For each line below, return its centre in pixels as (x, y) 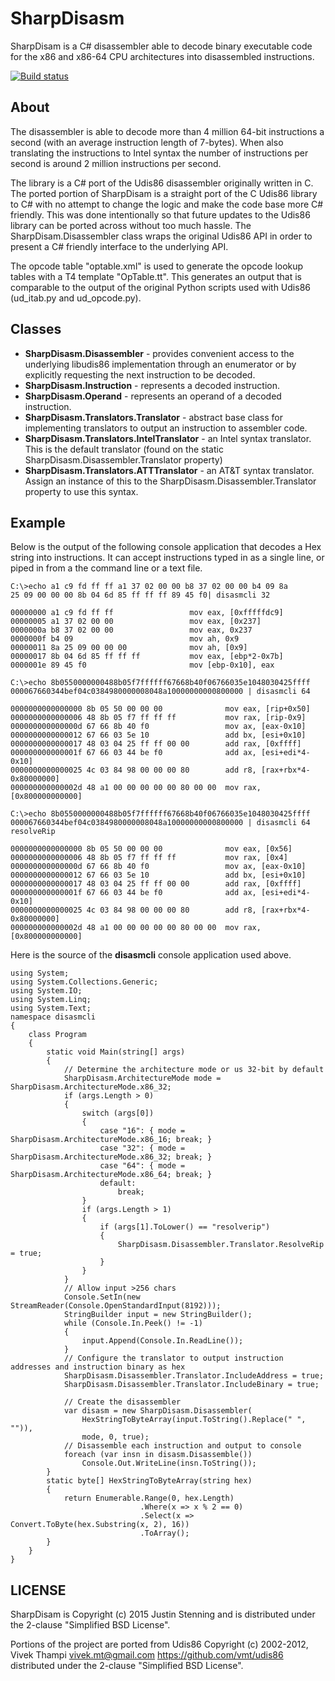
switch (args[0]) (118, 1113)
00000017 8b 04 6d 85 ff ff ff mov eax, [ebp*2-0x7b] (147, 657)
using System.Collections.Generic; (84, 982)
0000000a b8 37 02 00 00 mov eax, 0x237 (131, 630)
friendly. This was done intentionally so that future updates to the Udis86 (160, 214)
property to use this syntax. (81, 491)
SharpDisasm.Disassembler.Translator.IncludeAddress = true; (194, 1376)
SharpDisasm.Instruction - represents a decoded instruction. (152, 385)
